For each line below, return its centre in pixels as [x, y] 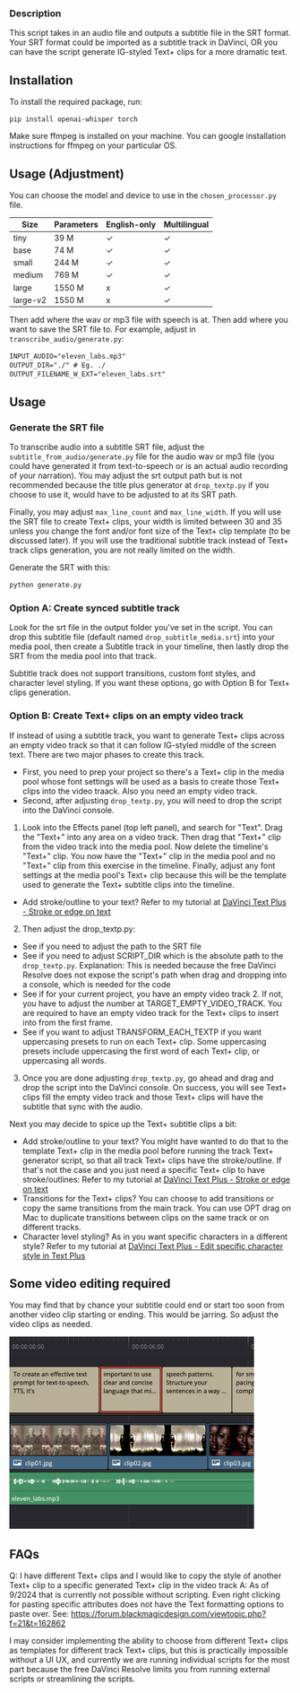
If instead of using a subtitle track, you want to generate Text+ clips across [147, 735]
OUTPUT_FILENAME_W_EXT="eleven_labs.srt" [88, 375]
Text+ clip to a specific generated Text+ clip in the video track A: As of [139, 1585]
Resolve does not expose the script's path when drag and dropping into [154, 975]
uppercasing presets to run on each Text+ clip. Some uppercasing [144, 1041]
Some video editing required [90, 1284]
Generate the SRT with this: [60, 568]
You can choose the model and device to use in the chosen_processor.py [143, 195]
